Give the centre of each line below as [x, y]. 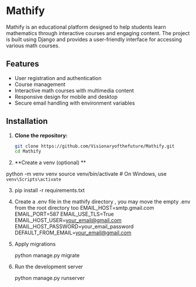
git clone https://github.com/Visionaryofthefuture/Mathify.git [94, 146]
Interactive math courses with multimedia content [74, 90]
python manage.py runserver [49, 278]
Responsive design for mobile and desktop [66, 96]
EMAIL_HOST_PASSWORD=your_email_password [74, 227]
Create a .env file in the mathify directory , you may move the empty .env [102, 202]
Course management [40, 84]
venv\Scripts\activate [34, 179]
